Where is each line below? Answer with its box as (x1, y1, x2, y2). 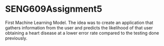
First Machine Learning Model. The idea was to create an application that (5, 20, 154, 25)
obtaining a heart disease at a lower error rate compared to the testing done (5, 30, 159, 36)
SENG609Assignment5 (5, 3, 102, 15)
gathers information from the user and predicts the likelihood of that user (5, 24, 153, 30)
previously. (5, 35, 28, 41)
